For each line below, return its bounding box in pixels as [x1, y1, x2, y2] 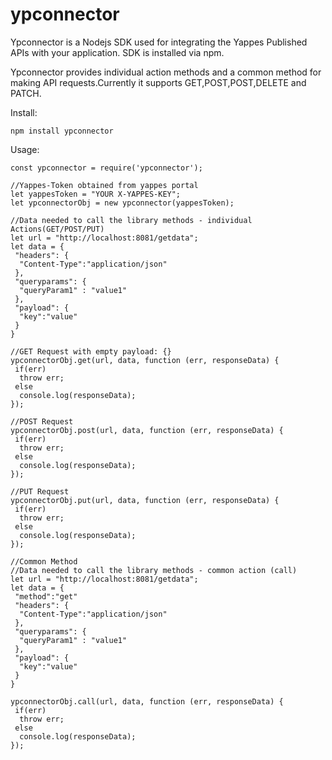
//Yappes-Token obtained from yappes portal [10, 180, 199, 190]
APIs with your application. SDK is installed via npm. [10, 46, 225, 58]
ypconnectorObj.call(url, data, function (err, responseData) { [10, 696, 284, 707]
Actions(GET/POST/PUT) [10, 224, 105, 234]
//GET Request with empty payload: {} [10, 346, 172, 357]
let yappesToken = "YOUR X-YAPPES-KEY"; [10, 189, 182, 199]
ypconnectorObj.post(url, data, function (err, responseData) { [10, 425, 284, 435]
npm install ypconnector [10, 126, 114, 136]
